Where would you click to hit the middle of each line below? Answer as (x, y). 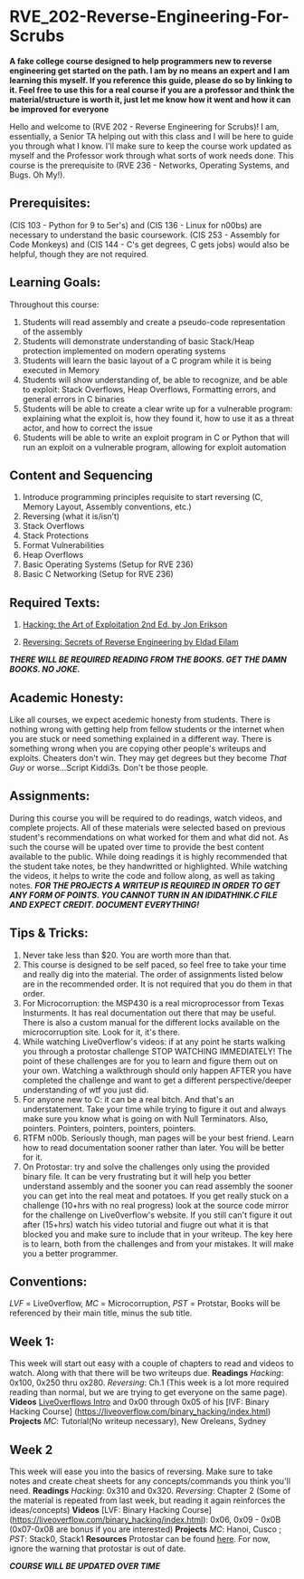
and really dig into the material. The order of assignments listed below (152, 974)
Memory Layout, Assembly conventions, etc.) (107, 507)
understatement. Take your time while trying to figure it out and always (154, 1109)
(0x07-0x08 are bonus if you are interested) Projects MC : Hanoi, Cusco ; (146, 1529)
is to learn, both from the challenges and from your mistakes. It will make (158, 1244)
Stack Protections (55, 535)
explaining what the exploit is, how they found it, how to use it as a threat (158, 418)
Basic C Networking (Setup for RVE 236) (98, 574)
